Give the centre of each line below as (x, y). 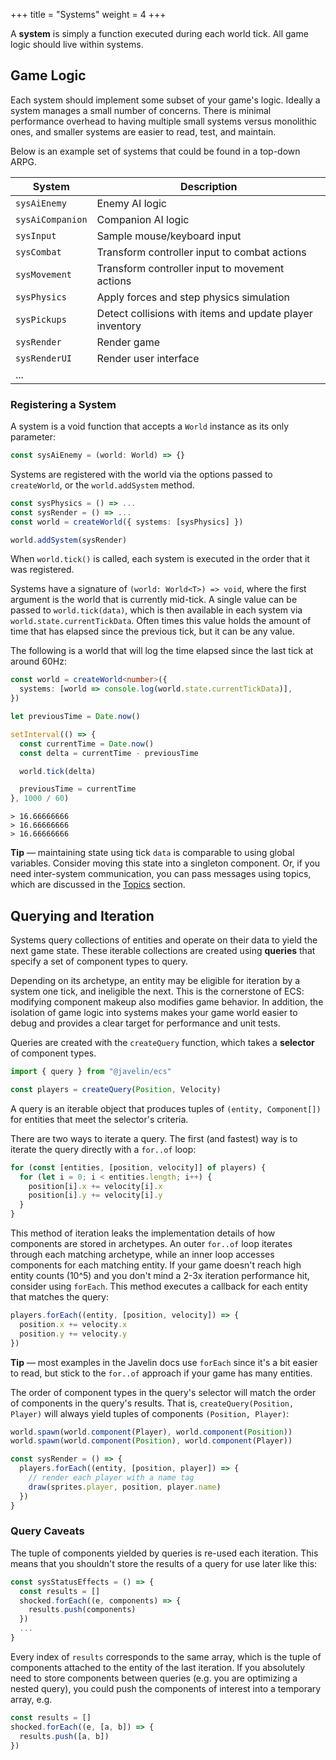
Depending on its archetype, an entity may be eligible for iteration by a (155, 981)
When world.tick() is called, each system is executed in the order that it (160, 559)
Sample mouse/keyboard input (169, 236)
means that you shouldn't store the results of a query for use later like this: (164, 1563)
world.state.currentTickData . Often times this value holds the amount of (161, 621)
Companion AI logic (143, 219)
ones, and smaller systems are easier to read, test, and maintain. (143, 131)
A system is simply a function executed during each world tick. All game (159, 33)
